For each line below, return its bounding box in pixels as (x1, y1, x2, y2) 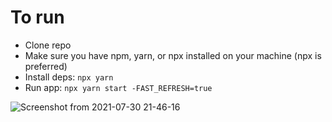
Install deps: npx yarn (24, 71, 114, 83)
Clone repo (24, 39, 72, 51)
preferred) (24, 60, 68, 72)
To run (10, 6, 65, 29)
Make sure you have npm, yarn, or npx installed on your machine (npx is (24, 49, 322, 61)
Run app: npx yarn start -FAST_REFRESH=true (24, 81, 213, 93)
